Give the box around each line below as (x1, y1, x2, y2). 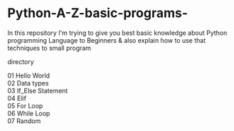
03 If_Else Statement (7, 86, 68, 95)
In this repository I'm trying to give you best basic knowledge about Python (7, 28, 228, 37)
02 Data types (7, 78, 49, 87)
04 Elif (7, 94, 27, 103)
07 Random (7, 116, 41, 125)
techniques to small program (7, 43, 91, 52)
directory (7, 57, 34, 65)
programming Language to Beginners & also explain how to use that (7, 36, 206, 44)
